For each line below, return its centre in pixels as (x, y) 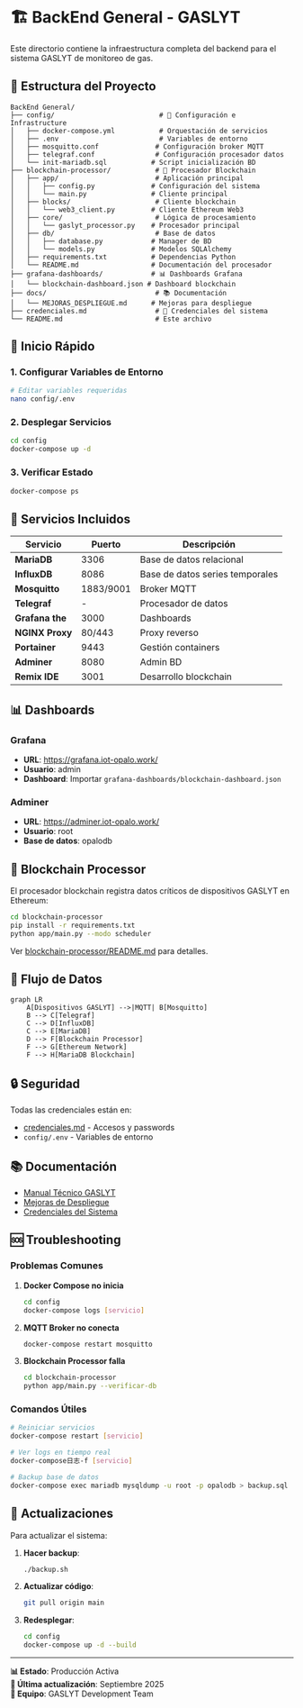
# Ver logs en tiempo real (61, 1453)
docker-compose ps (45, 491)
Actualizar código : (58, 1586)
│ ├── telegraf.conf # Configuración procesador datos (147, 154)
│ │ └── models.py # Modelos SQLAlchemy (121, 249)
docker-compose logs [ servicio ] (84, 1310)
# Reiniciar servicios (53, 1428)
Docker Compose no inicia (73, 1286)
